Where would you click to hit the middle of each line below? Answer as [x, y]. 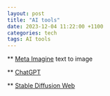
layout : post [26, 13]
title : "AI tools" [34, 20]
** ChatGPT [24, 73]
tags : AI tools [29, 39]
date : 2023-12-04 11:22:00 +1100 [55, 26]
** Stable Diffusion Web [41, 86]
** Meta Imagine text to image [50, 59]
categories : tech [32, 33]
